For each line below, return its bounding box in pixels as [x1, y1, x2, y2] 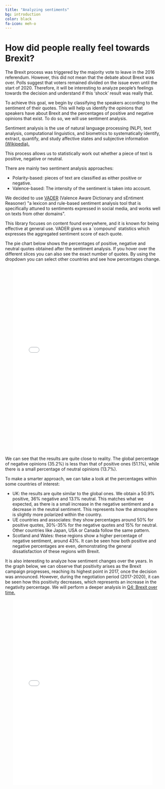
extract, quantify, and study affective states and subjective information [5, 136, 149, 141]
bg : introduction [5, 12, 41, 17]
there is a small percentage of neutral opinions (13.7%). [5, 466, 117, 472]
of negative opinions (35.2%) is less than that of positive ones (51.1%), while [5, 461, 160, 467]
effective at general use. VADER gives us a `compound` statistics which [5, 226, 150, 232]
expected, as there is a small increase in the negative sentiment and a [12, 501, 154, 507]
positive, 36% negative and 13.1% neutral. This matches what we [12, 496, 144, 502]
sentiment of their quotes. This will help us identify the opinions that [5, 105, 143, 111]
